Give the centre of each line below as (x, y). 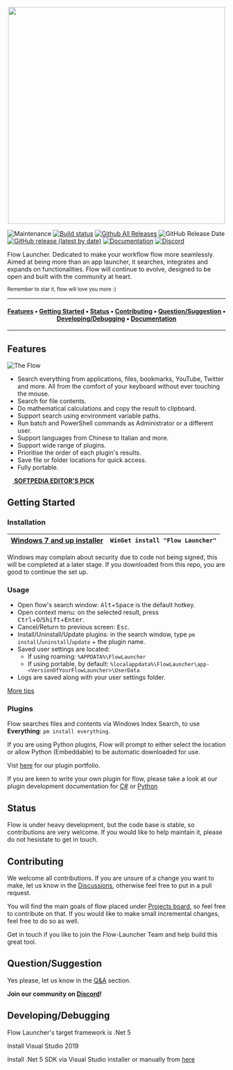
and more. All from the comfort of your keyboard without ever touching (119, 387)
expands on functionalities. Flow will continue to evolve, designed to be (109, 269)
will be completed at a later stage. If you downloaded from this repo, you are (116, 564)
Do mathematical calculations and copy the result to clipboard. (106, 409)
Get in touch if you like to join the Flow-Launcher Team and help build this (112, 934)
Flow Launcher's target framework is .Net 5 (69, 1032)
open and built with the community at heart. (70, 277)
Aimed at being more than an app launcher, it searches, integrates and (107, 262)
